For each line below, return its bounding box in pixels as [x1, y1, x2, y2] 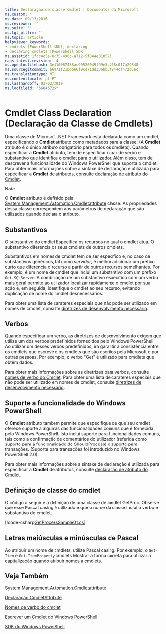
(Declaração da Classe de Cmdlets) [5, 118, 154, 129]
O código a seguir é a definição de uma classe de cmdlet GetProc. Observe [5, 499, 160, 505]
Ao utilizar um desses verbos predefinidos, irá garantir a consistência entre [5, 343, 159, 350]
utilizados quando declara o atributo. [5, 211, 80, 217]
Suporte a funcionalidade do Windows [5, 399, 126, 407]
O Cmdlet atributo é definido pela [5, 195, 74, 201]
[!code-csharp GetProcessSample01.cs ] [5, 519, 86, 525]
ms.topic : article [5, 35, 43, 40]
